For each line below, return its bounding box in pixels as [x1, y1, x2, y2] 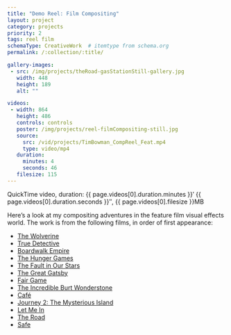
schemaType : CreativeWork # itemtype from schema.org [7, 42, 169, 49]
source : [16, 132, 39, 139]
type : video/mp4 [22, 145, 70, 152]
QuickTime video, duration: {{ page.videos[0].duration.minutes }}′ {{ [7, 190, 201, 198]
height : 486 [16, 113, 51, 120]
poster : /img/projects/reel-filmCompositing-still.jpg [16, 126, 178, 133]
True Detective [17, 239, 60, 247]
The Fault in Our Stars [17, 261, 80, 270]
